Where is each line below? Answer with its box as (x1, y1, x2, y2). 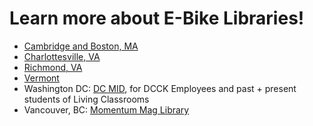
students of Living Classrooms (23, 93, 150, 105)
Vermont (23, 72, 60, 84)
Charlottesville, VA (23, 50, 101, 62)
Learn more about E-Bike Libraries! (9, 7, 305, 30)
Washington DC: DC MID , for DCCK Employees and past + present (23, 82, 297, 94)
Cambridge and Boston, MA (23, 40, 139, 52)
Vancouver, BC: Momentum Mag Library (23, 103, 190, 116)
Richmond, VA (23, 61, 83, 73)
